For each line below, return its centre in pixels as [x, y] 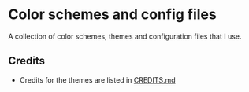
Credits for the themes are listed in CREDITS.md [97, 79]
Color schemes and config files [112, 15]
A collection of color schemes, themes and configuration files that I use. [125, 36]
